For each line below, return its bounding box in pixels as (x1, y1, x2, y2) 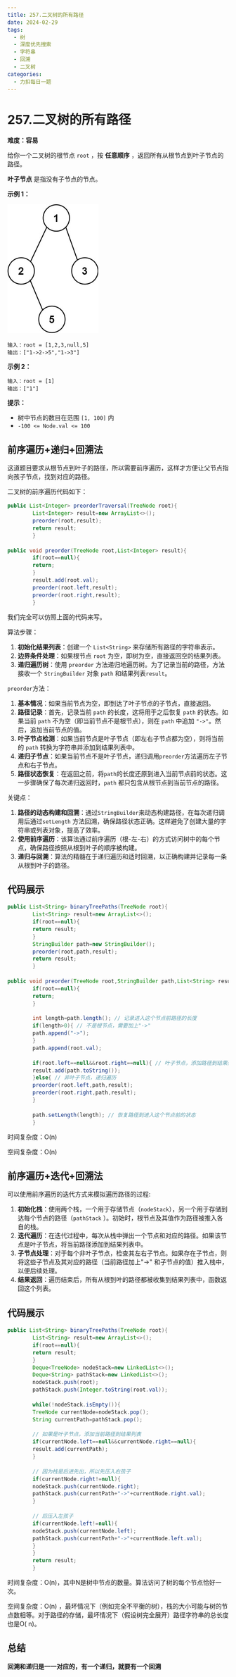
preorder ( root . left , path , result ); (32, 1082, 133, 1089)
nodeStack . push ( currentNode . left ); (32, 1527, 137, 1535)
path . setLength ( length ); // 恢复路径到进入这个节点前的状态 (32, 1111, 196, 1118)
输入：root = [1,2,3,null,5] (7, 342, 90, 349)
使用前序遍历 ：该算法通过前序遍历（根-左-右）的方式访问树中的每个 (17, 835, 214, 843)
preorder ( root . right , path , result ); (32, 1089, 137, 1097)
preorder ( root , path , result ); (32, 948, 118, 955)
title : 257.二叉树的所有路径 (7, 11, 84, 18)
